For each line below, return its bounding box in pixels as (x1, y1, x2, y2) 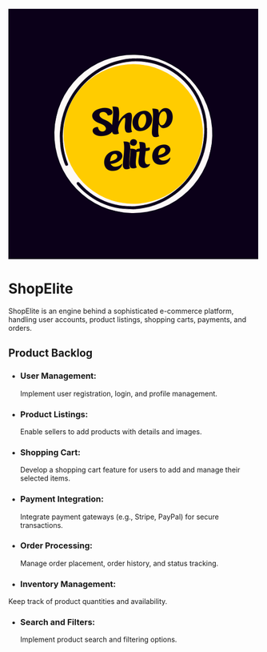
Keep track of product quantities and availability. (8, 597, 168, 606)
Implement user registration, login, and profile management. (19, 388, 218, 398)
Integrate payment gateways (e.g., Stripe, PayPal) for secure (19, 512, 220, 521)
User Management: (19, 370, 98, 381)
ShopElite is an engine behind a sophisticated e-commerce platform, (8, 306, 234, 316)
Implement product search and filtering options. (19, 634, 177, 645)
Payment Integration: (19, 493, 104, 505)
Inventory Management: (19, 578, 117, 590)
